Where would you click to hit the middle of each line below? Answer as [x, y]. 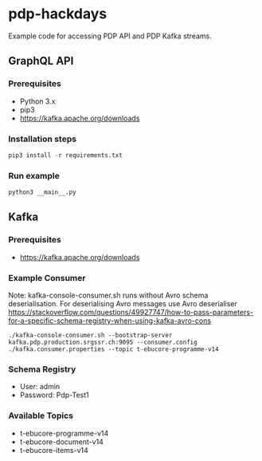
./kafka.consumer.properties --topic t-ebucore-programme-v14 [113, 349]
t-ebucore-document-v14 [61, 441]
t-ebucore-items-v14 [54, 450]
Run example [34, 175]
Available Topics [41, 416]
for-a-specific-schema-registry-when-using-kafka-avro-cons [110, 321]
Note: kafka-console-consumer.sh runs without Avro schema [108, 295]
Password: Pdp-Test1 [54, 395]
